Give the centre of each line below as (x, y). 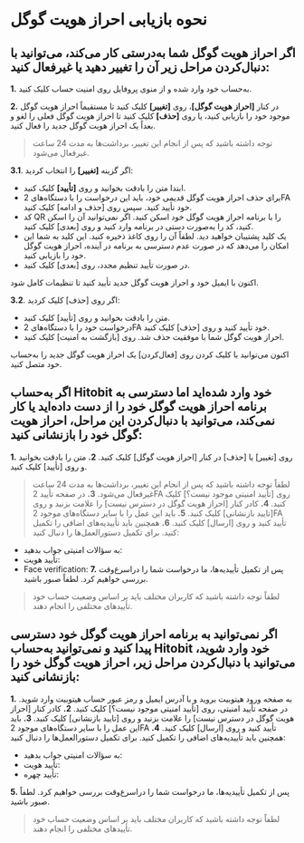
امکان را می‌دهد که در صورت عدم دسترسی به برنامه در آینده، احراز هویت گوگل (156, 246)
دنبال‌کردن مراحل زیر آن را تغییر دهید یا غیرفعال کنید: (140, 67)
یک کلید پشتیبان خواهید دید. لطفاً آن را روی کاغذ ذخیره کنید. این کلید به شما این (155, 236)
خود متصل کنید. (36, 364)
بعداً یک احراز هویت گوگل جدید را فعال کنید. (83, 126)
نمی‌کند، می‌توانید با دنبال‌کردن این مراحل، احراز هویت (142, 421)
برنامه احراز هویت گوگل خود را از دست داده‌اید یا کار (139, 407)
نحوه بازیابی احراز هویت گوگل (109, 19)
